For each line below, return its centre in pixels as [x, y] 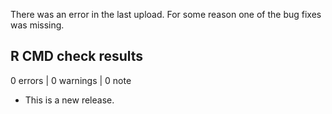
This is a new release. [69, 100]
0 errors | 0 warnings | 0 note [71, 80]
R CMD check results [77, 56]
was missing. [37, 25]
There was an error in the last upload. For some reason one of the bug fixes [166, 14]
